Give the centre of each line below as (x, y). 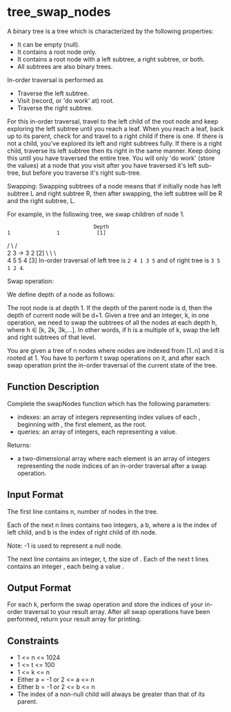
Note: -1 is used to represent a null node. (65, 546)
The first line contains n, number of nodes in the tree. (83, 511)
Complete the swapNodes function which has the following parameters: (109, 403)
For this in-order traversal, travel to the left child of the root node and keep (113, 121)
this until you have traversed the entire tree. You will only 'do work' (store (111, 158)
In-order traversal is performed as (55, 79)
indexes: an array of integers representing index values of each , (109, 417)
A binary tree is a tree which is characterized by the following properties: (110, 31)
